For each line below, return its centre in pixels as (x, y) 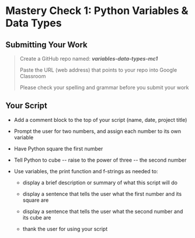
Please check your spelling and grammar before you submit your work (104, 87)
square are (36, 200)
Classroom (33, 76)
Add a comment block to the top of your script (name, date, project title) (100, 120)
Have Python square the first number (58, 148)
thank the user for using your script (65, 229)
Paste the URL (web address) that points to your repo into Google (98, 70)
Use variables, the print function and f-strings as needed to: (86, 171)
